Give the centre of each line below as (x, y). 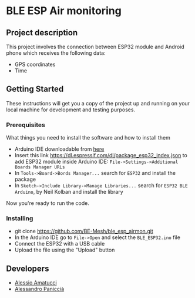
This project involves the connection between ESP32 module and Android (95, 47)
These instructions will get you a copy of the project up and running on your (98, 103)
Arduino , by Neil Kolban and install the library (69, 192)
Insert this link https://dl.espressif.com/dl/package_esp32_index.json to (101, 155)
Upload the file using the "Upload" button (65, 250)
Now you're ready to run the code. (48, 203)
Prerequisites (26, 125)
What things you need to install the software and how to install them (88, 138)
